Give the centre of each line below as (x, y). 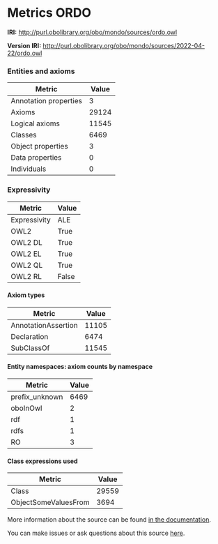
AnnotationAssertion (44, 325)
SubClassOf (30, 348)
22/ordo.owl (25, 53)
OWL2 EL (26, 254)
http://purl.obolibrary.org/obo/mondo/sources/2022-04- (124, 45)
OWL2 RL (26, 276)
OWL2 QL (27, 265)
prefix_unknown (37, 397)
